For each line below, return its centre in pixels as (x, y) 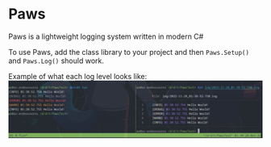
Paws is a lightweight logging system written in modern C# (106, 36)
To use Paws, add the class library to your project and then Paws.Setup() (129, 52)
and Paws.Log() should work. (56, 61)
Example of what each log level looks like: (78, 76)
